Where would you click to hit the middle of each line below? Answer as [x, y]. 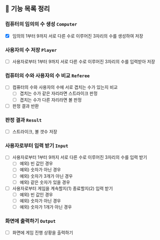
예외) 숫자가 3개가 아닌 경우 [46, 176]
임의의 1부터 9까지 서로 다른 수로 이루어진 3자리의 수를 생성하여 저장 [78, 36]
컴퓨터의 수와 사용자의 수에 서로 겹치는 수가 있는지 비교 [65, 87]
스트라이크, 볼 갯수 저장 [35, 131]
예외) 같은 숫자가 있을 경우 [45, 182]
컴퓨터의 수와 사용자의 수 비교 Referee [47, 76]
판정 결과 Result [23, 120]
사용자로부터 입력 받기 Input [37, 146]
